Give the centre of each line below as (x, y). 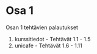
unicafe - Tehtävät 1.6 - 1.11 (48, 46)
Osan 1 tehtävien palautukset (42, 27)
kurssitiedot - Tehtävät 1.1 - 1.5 (52, 39)
